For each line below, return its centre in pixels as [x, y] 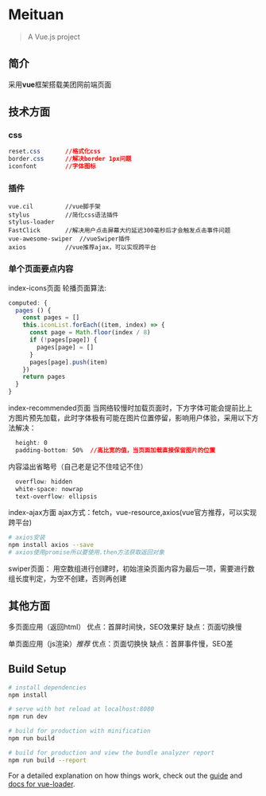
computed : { [28, 303]
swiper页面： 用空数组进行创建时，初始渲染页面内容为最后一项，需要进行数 [132, 569]
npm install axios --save [51, 545]
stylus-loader [32, 222]
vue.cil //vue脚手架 [55, 207]
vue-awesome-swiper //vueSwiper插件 [69, 239]
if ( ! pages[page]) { [63, 340]
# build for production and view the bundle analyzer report [112, 753]
